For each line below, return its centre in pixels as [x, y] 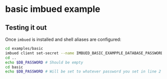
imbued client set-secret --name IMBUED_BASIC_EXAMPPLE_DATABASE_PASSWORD [84, 53]
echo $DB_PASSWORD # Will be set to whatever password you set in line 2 [83, 72]
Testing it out [26, 28]
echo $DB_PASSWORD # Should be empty [44, 62]
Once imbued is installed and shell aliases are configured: [63, 39]
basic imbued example [53, 9]
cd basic [14, 67]
